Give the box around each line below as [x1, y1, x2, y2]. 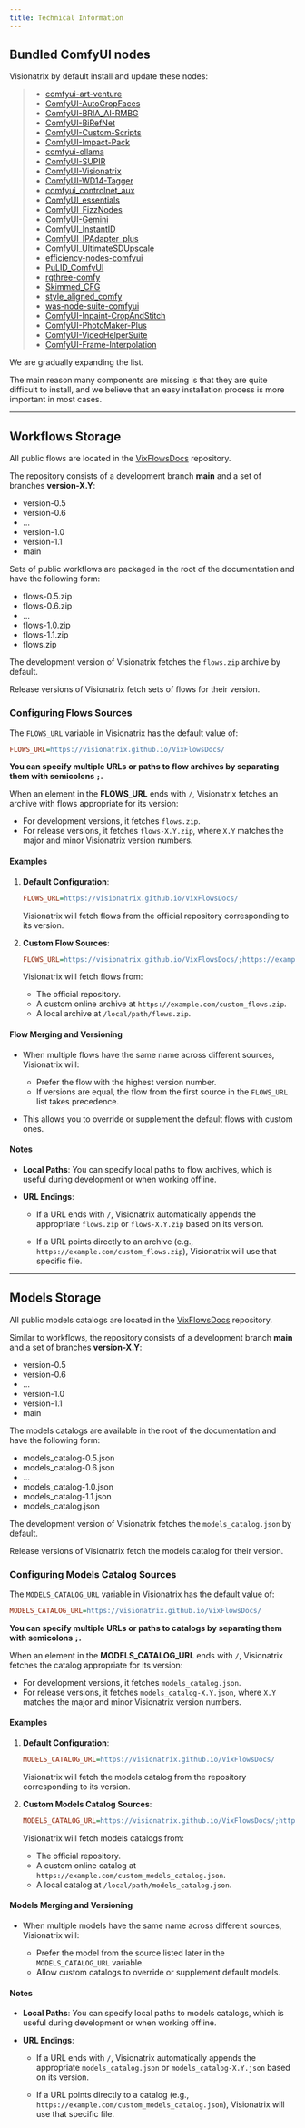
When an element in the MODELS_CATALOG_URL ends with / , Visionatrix [9, 1649, 284, 1660]
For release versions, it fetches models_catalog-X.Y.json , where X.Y [22, 1687, 277, 1697]
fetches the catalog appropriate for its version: [9, 1659, 183, 1670]
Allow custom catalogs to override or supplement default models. [35, 1966, 281, 1977]
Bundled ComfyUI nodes [9, 47, 151, 63]
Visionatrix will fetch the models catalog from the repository [22, 1771, 247, 1782]
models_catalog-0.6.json [22, 1461, 115, 1472]
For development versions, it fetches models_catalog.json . [22, 1677, 241, 1688]
